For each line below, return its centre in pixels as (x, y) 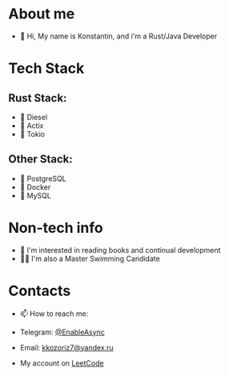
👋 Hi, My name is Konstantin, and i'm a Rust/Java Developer (119, 36)
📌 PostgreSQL (43, 178)
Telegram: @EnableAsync (62, 332)
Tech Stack (46, 68)
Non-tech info (56, 228)
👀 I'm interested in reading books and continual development (120, 250)
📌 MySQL (36, 195)
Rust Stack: (38, 98)
